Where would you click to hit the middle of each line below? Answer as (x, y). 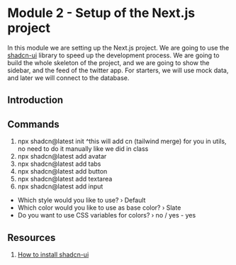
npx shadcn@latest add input (60, 186)
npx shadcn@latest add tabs (59, 164)
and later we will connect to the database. (68, 78)
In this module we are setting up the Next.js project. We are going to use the (118, 47)
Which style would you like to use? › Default (82, 201)
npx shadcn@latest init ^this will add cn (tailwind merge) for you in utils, (122, 141)
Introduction (35, 100)
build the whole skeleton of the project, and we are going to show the (108, 62)
